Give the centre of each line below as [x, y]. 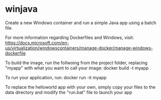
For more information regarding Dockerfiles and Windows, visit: [70, 37]
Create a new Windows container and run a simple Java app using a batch [81, 23]
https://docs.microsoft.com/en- [37, 42]
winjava [21, 9]
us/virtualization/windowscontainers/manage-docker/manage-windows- [79, 48]
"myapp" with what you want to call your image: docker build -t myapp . [78, 68]
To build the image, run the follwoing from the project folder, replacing [76, 63]
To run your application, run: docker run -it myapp [56, 77]
